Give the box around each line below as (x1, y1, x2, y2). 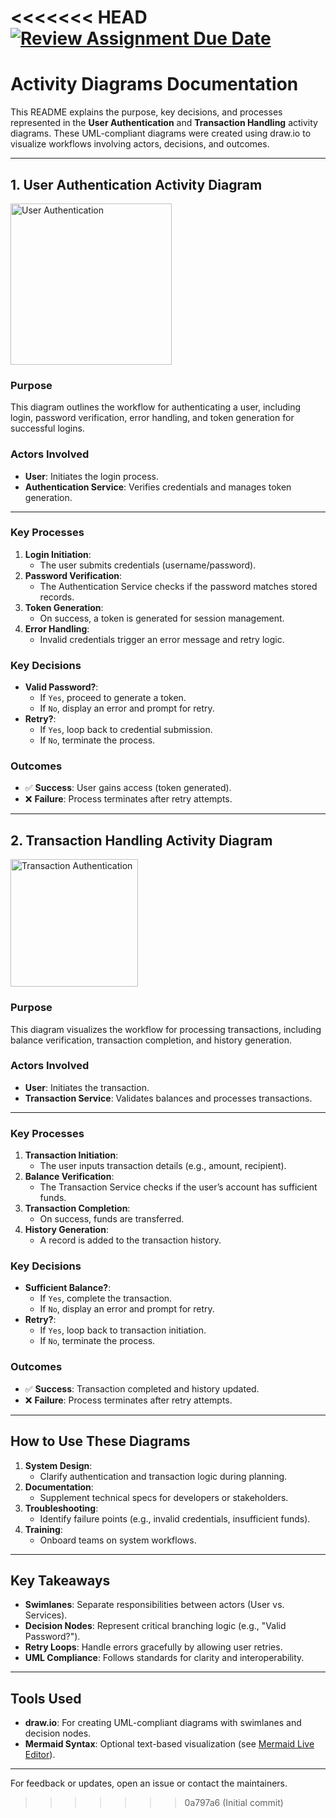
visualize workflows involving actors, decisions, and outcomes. (10, 138, 270, 150)
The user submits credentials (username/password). (39, 559, 257, 571)
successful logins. (10, 422, 85, 435)
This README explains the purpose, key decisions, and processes (10, 106, 283, 118)
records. (39, 591, 75, 603)
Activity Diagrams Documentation (10, 73, 299, 96)
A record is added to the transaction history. (39, 1234, 222, 1246)
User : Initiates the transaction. (24, 1081, 150, 1093)
